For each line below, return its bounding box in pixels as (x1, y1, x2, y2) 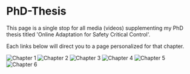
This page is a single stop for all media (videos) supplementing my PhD (6, 24, 183, 32)
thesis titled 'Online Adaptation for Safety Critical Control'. (6, 30, 151, 38)
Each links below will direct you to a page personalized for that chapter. (6, 42, 185, 50)
